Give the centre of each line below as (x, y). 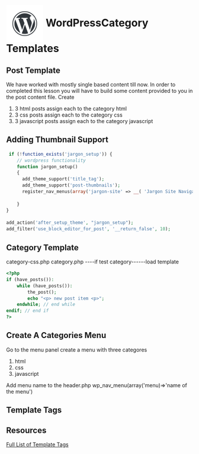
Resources (26, 430)
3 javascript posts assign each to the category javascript (84, 121)
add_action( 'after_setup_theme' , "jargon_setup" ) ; (70, 223)
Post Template (33, 70)
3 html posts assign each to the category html (71, 109)
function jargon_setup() (47, 167)
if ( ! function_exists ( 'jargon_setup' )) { (60, 154)
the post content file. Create (41, 97)
